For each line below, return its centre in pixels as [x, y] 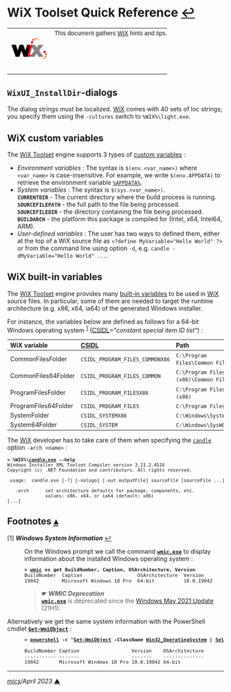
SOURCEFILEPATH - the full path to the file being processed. [98, 204]
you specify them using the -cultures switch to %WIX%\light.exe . [99, 116]
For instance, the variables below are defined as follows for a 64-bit [103, 322]
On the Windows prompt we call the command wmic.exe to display [118, 551]
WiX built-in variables [55, 277]
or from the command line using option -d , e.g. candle [93, 248]
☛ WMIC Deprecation [73, 593]
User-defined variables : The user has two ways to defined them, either [118, 233]
